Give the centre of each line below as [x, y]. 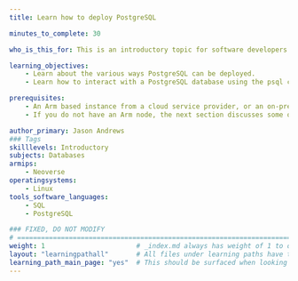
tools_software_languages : [59, 197]
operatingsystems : [43, 181]
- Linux [39, 189]
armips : [24, 164]
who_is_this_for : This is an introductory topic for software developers [149, 50]
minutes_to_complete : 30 [55, 33]
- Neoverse [45, 173]
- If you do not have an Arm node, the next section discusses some [154, 115]
